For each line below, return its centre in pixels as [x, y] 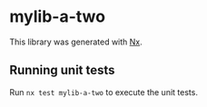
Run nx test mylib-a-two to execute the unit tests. [103, 92]
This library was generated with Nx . [76, 42]
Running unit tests [62, 70]
